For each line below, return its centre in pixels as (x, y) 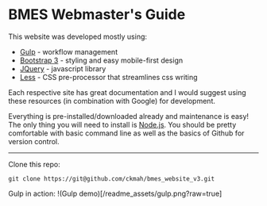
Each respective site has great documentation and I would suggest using (127, 92)
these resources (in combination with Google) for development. (112, 101)
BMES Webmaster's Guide (97, 15)
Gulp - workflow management (68, 51)
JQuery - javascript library (63, 68)
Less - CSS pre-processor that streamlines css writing (108, 77)
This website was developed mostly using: (78, 36)
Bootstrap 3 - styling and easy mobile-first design (101, 60)
